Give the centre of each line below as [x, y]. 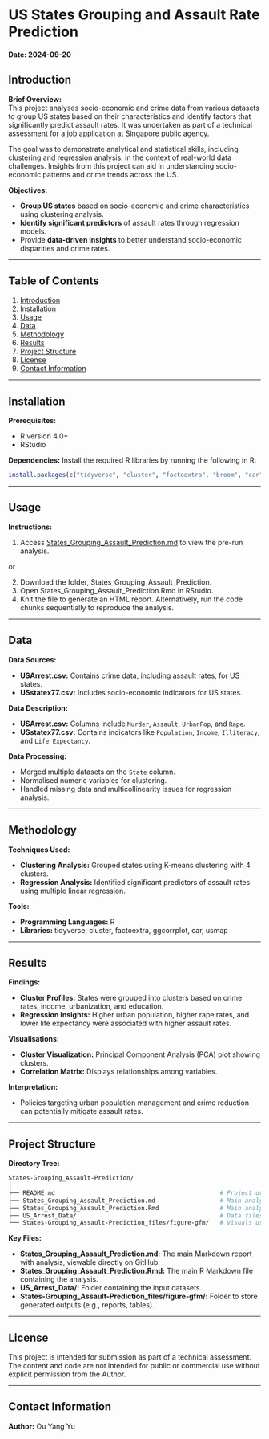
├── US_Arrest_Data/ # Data [125, 1215]
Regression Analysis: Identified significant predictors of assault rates [135, 882]
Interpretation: [33, 1087]
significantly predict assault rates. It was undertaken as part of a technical [130, 124]
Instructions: [30, 527]
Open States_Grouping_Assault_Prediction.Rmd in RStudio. [116, 590]
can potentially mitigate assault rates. [82, 1111]
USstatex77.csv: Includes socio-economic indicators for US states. [131, 692]
